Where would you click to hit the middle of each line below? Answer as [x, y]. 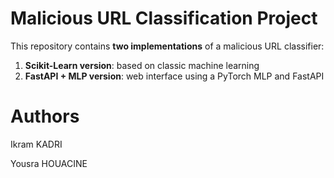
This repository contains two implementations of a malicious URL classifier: [167, 46]
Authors [45, 116]
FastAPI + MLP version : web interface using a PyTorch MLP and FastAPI [174, 76]
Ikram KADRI [36, 144]
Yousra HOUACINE [49, 163]
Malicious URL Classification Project [164, 18]
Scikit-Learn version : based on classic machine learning [142, 65]
